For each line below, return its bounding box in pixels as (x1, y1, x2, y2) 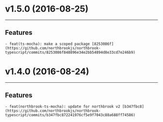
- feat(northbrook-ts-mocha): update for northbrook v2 (5, 104, 120, 109)
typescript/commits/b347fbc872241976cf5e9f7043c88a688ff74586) (5, 112, 136, 117)
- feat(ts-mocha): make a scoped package (5, 41, 90, 46)
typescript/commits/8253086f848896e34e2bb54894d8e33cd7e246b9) (5, 50, 136, 55)
